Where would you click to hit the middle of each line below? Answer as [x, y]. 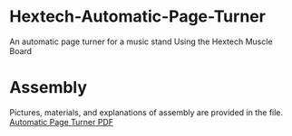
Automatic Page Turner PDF [62, 122]
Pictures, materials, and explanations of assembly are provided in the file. [146, 112]
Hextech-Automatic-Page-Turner [137, 17]
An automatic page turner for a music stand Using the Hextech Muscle [141, 41]
